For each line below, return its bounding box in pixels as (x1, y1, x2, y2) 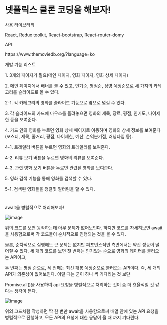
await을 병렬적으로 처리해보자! (5, 205, 64, 211)
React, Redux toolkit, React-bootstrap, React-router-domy (5, 32, 124, 38)
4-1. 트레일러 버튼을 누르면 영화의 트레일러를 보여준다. (5, 144, 111, 150)
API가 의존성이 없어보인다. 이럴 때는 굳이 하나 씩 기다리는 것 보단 (5, 271, 131, 277)
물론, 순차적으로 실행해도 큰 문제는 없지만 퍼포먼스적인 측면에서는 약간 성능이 (5, 242, 155, 248)
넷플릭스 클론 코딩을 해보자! (5, 4, 111, 16)
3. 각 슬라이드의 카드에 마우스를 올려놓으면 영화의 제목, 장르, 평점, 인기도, (5, 110, 147, 116)
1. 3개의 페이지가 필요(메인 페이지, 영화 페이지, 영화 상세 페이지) (5, 72, 129, 78)
